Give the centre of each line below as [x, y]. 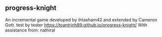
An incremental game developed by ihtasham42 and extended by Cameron [81, 19]
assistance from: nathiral [30, 30]
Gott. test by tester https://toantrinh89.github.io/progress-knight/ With [76, 25]
